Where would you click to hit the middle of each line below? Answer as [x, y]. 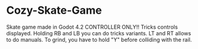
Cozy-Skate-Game [54, 10]
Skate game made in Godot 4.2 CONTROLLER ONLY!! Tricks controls [92, 27]
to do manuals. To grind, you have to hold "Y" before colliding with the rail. [99, 39]
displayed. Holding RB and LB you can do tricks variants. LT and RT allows [99, 33]
